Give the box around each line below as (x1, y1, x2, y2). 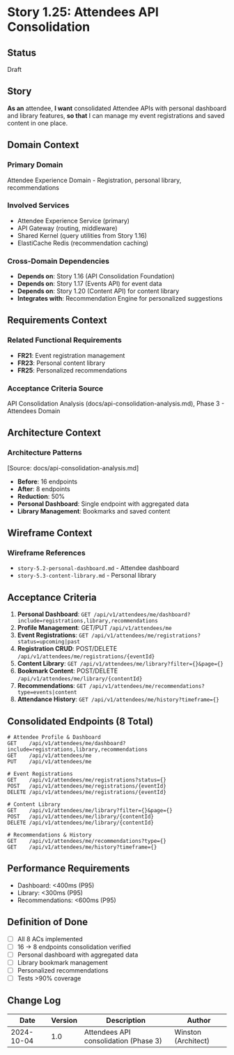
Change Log (7, 995, 61, 1007)
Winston (173, 1027, 202, 1037)
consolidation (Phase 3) (84, 1035, 162, 1045)
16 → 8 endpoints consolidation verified (17, 943, 131, 951)
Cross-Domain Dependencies (7, 256, 110, 266)
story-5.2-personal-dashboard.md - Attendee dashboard (17, 564, 180, 572)
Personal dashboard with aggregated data (17, 950, 139, 959)
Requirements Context (7, 315, 107, 327)
